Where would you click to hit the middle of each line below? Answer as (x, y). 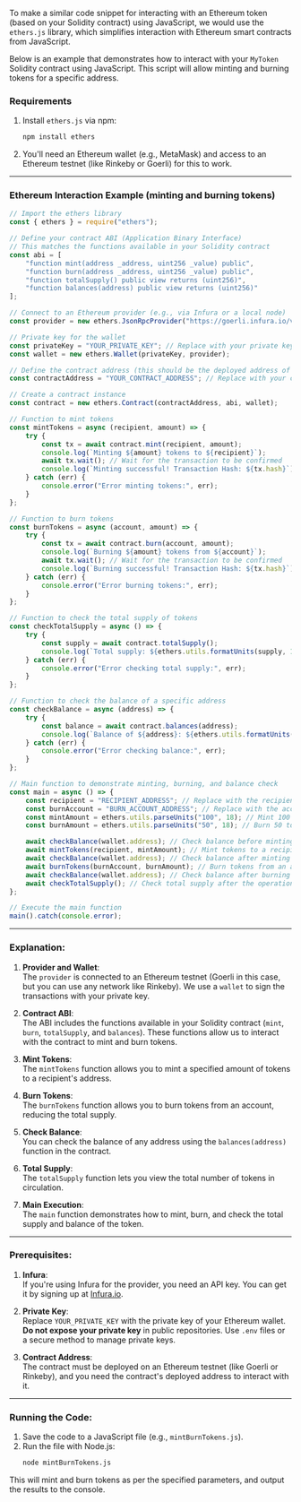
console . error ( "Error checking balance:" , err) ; (134, 751)
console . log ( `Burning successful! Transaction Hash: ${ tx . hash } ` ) (168, 568)
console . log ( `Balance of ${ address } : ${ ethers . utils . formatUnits (166, 734)
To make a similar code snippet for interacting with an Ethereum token (138, 13)
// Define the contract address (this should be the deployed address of (150, 370)
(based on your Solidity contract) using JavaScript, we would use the (137, 22)
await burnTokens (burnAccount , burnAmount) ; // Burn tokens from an (156, 867)
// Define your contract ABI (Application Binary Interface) (126, 238)
